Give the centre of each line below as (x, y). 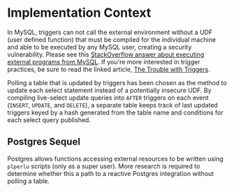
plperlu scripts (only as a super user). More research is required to (104, 166)
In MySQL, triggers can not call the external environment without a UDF (110, 32)
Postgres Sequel (44, 142)
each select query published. (49, 119)
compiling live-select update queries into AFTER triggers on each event (108, 97)
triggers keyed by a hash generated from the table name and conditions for (115, 112)
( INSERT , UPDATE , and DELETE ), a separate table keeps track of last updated (112, 105)
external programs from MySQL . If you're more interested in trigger (104, 61)
